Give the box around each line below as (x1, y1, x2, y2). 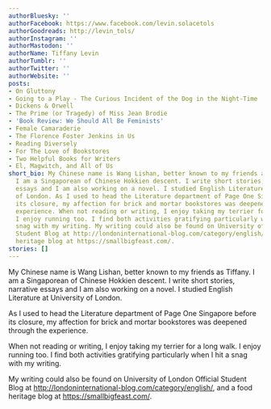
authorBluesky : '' (8, 11, 70, 20)
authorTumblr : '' (8, 57, 67, 65)
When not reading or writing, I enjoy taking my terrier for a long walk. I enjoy (8, 341, 261, 351)
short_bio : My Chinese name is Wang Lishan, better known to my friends (8, 170, 258, 178)
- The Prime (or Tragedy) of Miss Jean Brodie (8, 110, 168, 118)
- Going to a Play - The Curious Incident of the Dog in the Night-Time (8, 95, 258, 103)
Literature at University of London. (8, 293, 123, 302)
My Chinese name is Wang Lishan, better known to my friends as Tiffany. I (8, 267, 256, 276)
